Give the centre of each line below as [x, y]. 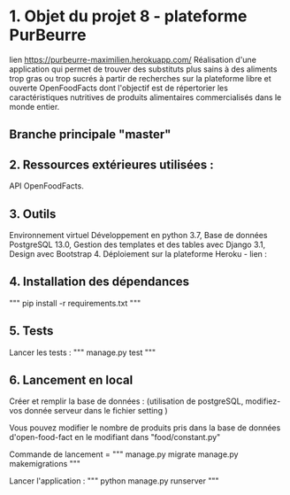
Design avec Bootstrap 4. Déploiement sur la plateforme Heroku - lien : [138, 253]
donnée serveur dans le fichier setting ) [96, 411]
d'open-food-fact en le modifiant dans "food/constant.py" [115, 437]
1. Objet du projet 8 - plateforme [128, 16]
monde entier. [34, 106]
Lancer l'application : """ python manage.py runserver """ [114, 481]
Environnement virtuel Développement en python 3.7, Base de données [138, 235]
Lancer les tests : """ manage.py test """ [83, 352]
